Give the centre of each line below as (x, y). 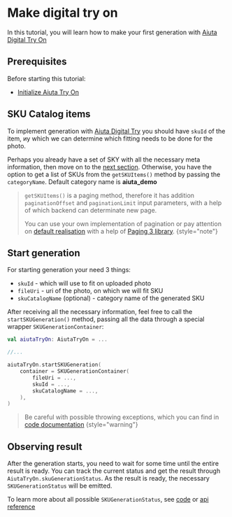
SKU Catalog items (49, 114)
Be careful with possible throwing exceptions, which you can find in (122, 417)
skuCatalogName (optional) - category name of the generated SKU (111, 298)
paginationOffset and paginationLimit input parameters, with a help (123, 203)
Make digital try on (63, 13)
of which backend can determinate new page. (90, 210)
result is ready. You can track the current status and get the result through (114, 471)
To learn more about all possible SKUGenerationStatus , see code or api (108, 500)
